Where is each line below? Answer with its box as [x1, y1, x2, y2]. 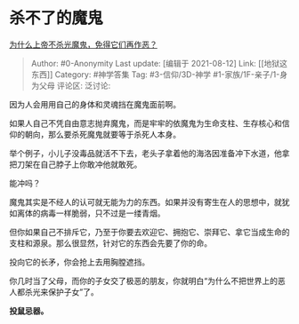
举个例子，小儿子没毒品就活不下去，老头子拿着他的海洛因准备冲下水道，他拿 [9, 147, 290, 158]
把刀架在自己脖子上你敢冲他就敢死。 [9, 159, 142, 170]
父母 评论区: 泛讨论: [38, 80, 111, 91]
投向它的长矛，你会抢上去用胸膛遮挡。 [9, 257, 149, 267]
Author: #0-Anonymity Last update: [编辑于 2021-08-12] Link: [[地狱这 [30, 58, 287, 68]
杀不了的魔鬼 [9, 8, 104, 28]
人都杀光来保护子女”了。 [9, 286, 100, 297]
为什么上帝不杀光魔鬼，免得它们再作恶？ [9, 39, 158, 50]
